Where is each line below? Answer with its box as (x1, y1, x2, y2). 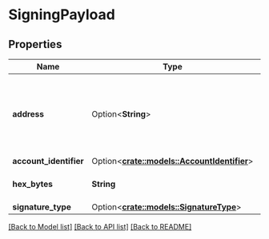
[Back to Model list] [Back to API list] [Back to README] (8, 222, 192, 231)
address (12, 109, 45, 119)
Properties (8, 38, 62, 51)
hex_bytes (12, 178, 54, 189)
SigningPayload (8, 6, 116, 24)
